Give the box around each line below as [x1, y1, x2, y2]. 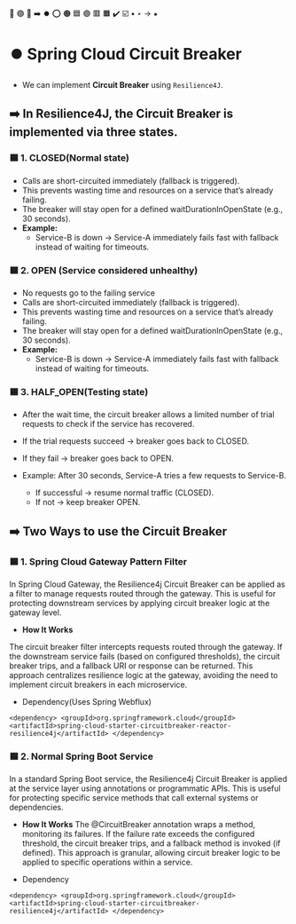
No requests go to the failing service [21, 288, 155, 298]
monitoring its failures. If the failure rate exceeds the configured [21, 829, 255, 840]
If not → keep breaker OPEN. [35, 497, 141, 508]
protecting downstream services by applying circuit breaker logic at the [9, 597, 270, 608]
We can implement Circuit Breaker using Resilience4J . [21, 79, 223, 90]
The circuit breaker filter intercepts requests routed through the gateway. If [9, 641, 283, 652]
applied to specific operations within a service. [21, 857, 193, 868]
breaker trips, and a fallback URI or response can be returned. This [9, 660, 253, 671]
